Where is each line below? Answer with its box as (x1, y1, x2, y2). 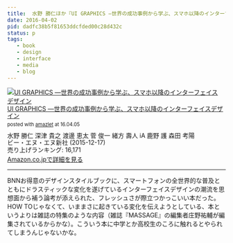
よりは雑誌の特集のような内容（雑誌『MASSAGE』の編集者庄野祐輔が (19, 210, 220, 219)
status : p (7, 29, 36, 37)
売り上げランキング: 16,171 (7, 146, 81, 154)
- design (16, 49, 42, 56)
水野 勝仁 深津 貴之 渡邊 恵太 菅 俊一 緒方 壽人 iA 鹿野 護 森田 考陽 (7, 131, 196, 139)
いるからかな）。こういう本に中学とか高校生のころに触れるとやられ (31, 219, 223, 228)
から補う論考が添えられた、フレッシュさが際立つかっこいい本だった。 (19, 193, 220, 201)
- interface (16, 55, 51, 62)
